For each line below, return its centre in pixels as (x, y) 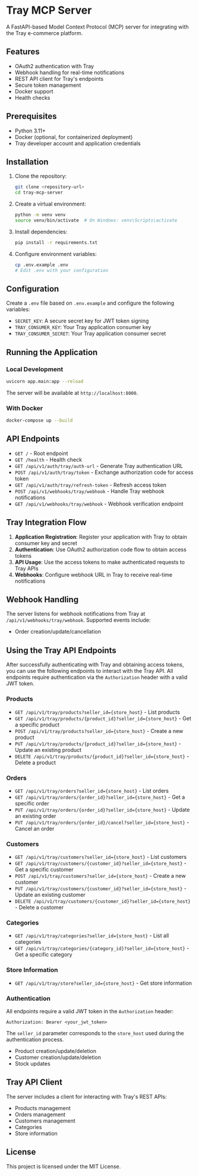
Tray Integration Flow (46, 522)
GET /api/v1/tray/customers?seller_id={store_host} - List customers (101, 857)
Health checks (32, 97)
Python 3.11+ (30, 131)
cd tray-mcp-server (39, 193)
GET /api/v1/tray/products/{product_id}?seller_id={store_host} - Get (103, 718)
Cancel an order (34, 829)
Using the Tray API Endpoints (61, 650)
